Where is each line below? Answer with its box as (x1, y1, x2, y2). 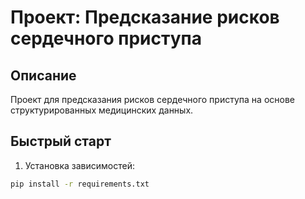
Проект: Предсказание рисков (10, 6, 280, 29)
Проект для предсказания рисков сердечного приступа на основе (10, 94, 295, 105)
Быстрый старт (10, 133, 112, 150)
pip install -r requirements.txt (10, 179, 150, 189)
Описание (10, 67, 77, 84)
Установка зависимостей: (24, 159, 136, 171)
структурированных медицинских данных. (10, 104, 194, 116)
